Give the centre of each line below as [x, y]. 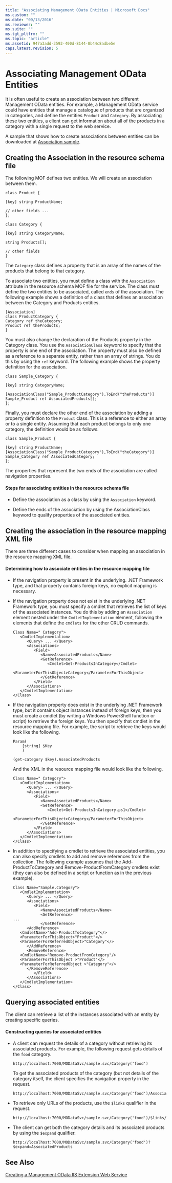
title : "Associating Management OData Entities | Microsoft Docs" [78, 10]
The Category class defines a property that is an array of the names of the [83, 266]
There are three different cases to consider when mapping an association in [85, 551]
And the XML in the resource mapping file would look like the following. [88, 769]
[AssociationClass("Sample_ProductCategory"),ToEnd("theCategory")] [80, 452]
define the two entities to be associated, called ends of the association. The [84, 292]
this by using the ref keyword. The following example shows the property [83, 362]
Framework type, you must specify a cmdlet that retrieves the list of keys [90, 606]
